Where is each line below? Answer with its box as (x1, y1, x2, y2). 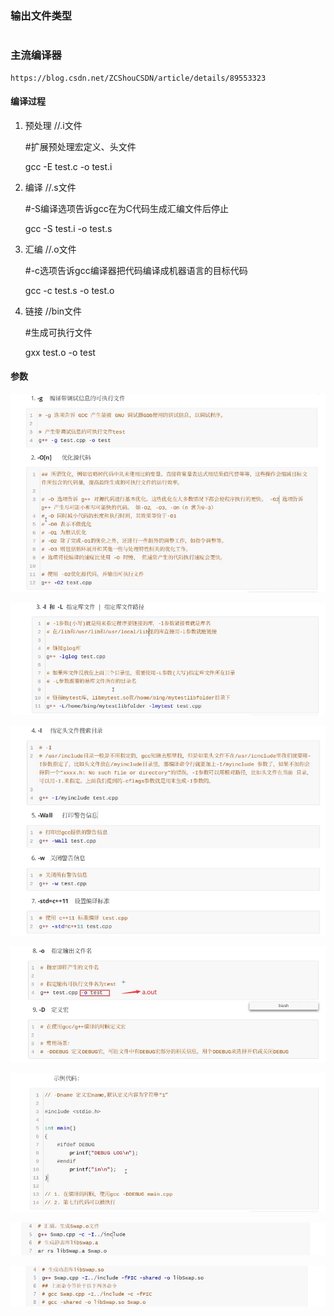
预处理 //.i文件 (24, 119, 83, 131)
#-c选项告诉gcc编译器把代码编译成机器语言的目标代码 (24, 264, 248, 276)
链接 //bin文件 (24, 305, 83, 317)
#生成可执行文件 (24, 326, 93, 338)
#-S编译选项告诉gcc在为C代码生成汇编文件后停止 (24, 202, 229, 214)
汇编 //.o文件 (24, 243, 77, 255)
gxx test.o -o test (24, 346, 96, 358)
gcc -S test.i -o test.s (24, 222, 113, 234)
